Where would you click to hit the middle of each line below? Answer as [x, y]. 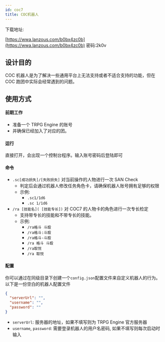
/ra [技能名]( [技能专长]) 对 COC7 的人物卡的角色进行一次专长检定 [80, 209]
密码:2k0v [96, 45]
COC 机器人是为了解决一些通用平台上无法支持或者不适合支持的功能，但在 [80, 75]
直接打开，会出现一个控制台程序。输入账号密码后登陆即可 [64, 155]
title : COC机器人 [22, 14]
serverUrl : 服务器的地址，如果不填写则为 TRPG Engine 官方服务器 [80, 322]
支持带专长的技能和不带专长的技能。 [57, 215]
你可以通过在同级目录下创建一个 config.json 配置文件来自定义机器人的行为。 [83, 278]
